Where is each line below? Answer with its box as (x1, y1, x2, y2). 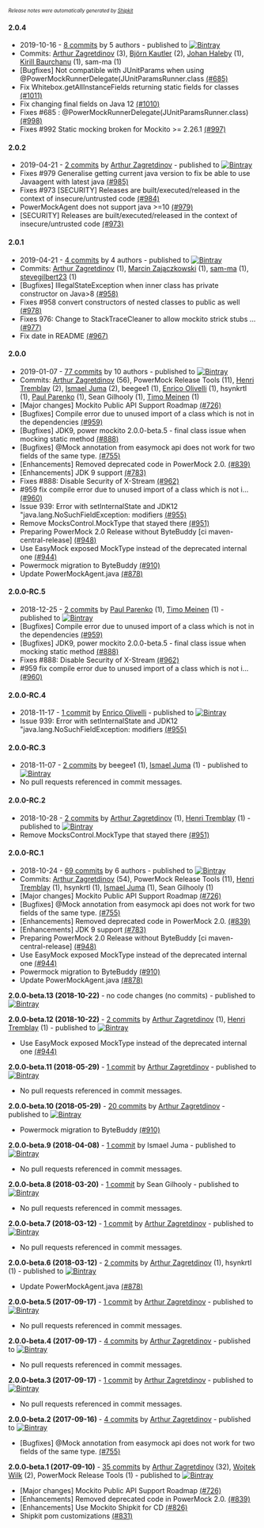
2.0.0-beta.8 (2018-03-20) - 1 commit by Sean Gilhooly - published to (8, 1179, 239, 1189)
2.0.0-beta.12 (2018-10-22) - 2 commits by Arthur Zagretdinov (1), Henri (8, 1014, 246, 1024)
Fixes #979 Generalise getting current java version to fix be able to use (19, 169, 251, 178)
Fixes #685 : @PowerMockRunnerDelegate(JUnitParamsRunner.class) (19, 108, 249, 117)
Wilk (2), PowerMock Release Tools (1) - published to (8, 1470, 181, 1480)
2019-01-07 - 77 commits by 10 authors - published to (19, 366, 196, 376)
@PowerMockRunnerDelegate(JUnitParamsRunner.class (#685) (19, 74, 228, 83)
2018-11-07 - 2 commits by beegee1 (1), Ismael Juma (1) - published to (19, 760, 248, 770)
